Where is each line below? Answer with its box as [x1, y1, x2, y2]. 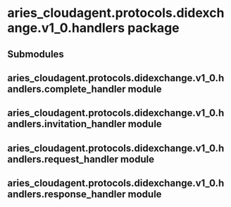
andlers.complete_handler [7, 83, 126, 95]
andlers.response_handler [7, 189, 126, 201]
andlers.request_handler [7, 153, 118, 165]
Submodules [7, 48, 65, 60]
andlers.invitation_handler [7, 118, 127, 130]
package [127, 20, 180, 36]
